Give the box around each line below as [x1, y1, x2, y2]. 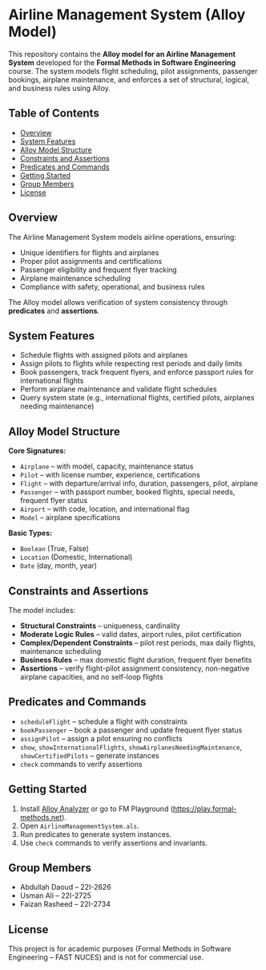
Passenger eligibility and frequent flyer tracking [19, 265, 178, 274]
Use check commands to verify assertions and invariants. [19, 838, 208, 847]
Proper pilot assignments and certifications [19, 256, 163, 266]
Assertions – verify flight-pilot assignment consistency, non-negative [19, 664, 250, 673]
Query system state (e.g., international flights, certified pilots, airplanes [19, 393, 255, 403]
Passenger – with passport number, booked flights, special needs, [19, 487, 236, 497]
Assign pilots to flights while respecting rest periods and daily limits [19, 359, 243, 368]
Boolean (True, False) [19, 544, 90, 554]
